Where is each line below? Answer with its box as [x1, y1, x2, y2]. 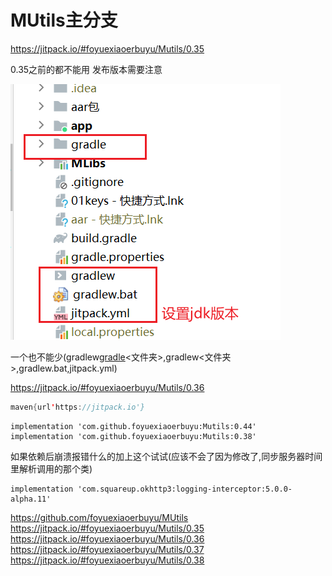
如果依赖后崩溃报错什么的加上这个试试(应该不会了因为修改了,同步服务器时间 [10, 450, 323, 462]
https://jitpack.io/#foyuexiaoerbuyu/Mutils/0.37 [10, 543, 205, 555]
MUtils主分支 [10, 9, 118, 32]
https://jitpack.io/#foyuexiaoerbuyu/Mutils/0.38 [10, 554, 205, 566]
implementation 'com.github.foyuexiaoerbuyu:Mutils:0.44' [10, 421, 257, 431]
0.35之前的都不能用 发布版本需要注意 [10, 63, 163, 75]
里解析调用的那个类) [10, 462, 93, 475]
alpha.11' [10, 494, 52, 504]
